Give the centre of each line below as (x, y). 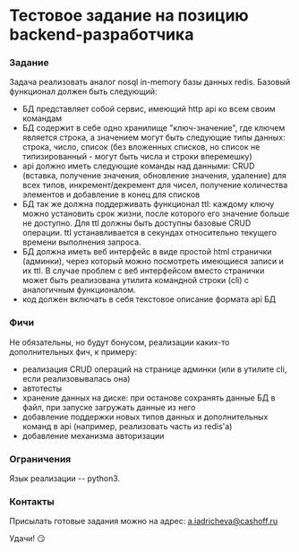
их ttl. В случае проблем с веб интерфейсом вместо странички (143, 271)
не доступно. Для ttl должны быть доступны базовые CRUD (137, 223)
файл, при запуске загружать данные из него (109, 407)
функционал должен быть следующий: (83, 91)
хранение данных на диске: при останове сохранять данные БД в (149, 397)
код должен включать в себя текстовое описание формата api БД (149, 299)
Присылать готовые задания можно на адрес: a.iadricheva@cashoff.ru (144, 522)
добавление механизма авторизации (93, 436)
